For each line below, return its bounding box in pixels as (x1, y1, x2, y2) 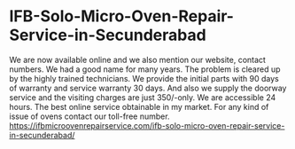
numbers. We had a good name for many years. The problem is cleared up (9, 64, 281, 74)
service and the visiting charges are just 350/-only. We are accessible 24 (9, 91, 276, 103)
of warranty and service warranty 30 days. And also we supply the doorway (9, 82, 287, 93)
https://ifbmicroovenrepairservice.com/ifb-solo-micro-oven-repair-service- (9, 120, 285, 130)
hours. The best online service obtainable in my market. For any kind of (9, 101, 269, 112)
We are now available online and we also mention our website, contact (9, 54, 266, 65)
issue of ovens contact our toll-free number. (9, 111, 170, 122)
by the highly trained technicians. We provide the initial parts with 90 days (9, 73, 279, 83)
